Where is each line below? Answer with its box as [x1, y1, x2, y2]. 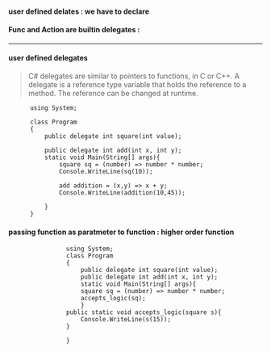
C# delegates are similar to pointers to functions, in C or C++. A [27, 71, 240, 81]
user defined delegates [8, 53, 89, 63]
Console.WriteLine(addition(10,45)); [59, 189, 186, 197]
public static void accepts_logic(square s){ [65, 308, 222, 316]
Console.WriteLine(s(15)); [80, 316, 172, 324]
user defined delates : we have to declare [8, 6, 150, 16]
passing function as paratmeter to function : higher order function [8, 227, 235, 237]
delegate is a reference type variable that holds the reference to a [27, 80, 247, 89]
